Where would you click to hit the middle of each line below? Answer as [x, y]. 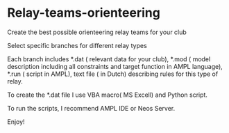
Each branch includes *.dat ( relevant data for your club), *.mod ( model [109, 59]
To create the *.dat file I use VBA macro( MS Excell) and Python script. [108, 95]
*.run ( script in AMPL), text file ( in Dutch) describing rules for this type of [113, 74]
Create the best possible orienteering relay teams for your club [97, 32]
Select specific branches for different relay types [77, 45]
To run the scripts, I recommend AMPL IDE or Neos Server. [91, 108]
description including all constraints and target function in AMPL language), [115, 66]
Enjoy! [16, 122]
